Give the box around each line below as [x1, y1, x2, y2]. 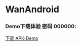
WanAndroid [5, 4, 60, 15]
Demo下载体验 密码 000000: [5, 23, 77, 30]
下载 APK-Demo [5, 35, 38, 41]
